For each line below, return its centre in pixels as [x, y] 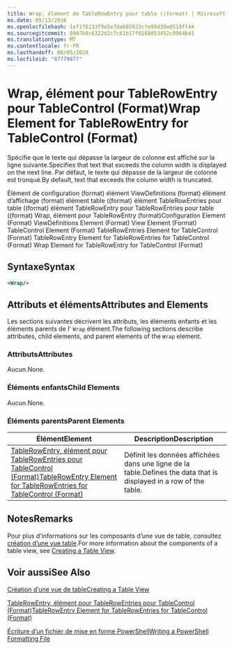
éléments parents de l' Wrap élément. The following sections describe [105, 329]
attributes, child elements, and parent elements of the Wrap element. [104, 336]
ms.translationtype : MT [42, 40]
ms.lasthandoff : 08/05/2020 [48, 53]
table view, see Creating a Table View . [62, 550]
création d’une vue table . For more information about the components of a [112, 543]
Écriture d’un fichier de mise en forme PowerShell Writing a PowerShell [108, 631]
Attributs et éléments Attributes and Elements [108, 304]
